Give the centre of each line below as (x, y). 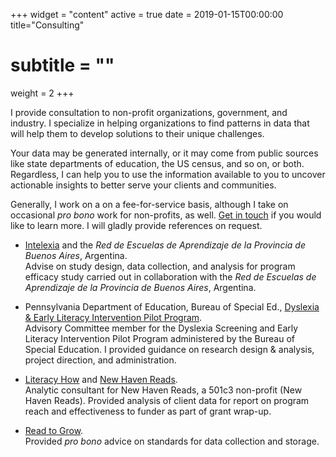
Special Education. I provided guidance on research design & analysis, (169, 349)
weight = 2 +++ (42, 93)
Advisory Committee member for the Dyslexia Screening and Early (161, 328)
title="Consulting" (47, 25)
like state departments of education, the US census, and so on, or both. (157, 163)
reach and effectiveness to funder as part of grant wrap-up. (148, 411)
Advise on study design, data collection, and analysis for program (160, 266)
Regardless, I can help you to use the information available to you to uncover (168, 174)
